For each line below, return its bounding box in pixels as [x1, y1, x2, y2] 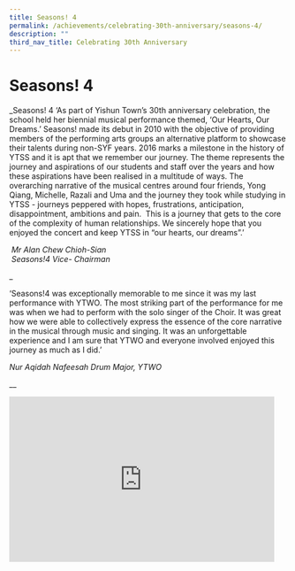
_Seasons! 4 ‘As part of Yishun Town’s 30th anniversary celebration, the [9, 105, 271, 116]
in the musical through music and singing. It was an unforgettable [9, 326, 247, 336]
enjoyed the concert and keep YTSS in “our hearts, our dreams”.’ [9, 228, 245, 238]
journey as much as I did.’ [9, 344, 102, 355]
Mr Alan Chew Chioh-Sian [11, 244, 107, 255]
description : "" [9, 29, 69, 38]
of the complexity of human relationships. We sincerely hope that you [9, 218, 262, 228]
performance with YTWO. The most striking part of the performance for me [9, 297, 284, 308]
